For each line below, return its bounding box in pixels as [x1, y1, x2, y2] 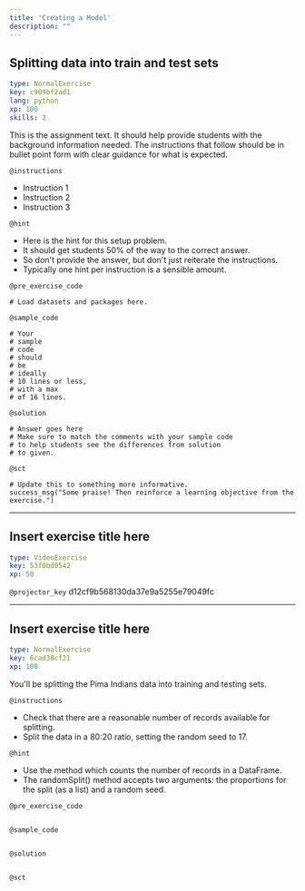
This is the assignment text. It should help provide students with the [9, 129, 262, 141]
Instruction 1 [22, 182, 69, 193]
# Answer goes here [9, 424, 84, 434]
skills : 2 [9, 113, 47, 122]
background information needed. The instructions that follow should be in [9, 139, 284, 150]
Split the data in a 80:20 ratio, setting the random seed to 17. [22, 731, 248, 742]
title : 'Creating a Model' [9, 13, 112, 23]
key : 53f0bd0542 [9, 562, 71, 571]
